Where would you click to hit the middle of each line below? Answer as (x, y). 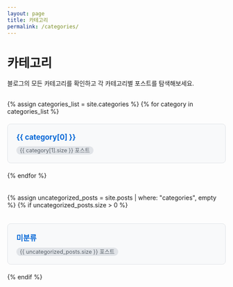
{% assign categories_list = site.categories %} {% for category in (100, 104)
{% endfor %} (27, 176)
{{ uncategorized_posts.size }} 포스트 (67, 252)
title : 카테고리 (28, 20)
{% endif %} (25, 277)
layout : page (26, 14)
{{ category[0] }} (46, 137)
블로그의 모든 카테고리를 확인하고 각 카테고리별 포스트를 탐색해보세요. (101, 83)
